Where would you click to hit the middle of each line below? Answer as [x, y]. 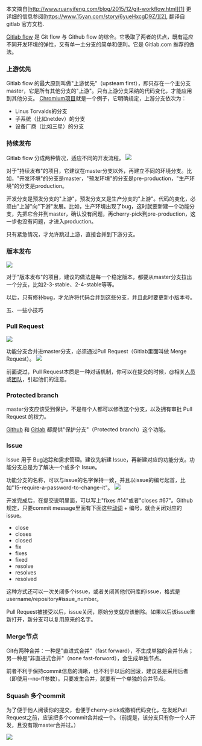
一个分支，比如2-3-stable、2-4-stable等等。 [62, 284]
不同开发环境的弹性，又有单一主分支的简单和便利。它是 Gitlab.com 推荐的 [98, 44]
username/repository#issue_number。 [54, 599]
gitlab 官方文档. [25, 24]
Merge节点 [22, 636]
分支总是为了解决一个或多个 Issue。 [56, 467]
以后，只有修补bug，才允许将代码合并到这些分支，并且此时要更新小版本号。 [101, 297]
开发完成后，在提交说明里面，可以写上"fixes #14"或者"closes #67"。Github [99, 500]
